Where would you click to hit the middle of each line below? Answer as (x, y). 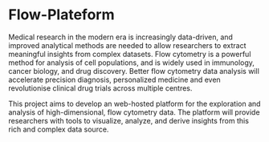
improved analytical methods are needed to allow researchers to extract (127, 45)
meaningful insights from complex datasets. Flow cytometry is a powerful (130, 54)
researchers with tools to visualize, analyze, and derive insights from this (128, 120)
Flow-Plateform (61, 15)
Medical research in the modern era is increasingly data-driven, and (120, 37)
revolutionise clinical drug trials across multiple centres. (100, 88)
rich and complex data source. (59, 129)
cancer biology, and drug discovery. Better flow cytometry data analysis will (134, 71)
